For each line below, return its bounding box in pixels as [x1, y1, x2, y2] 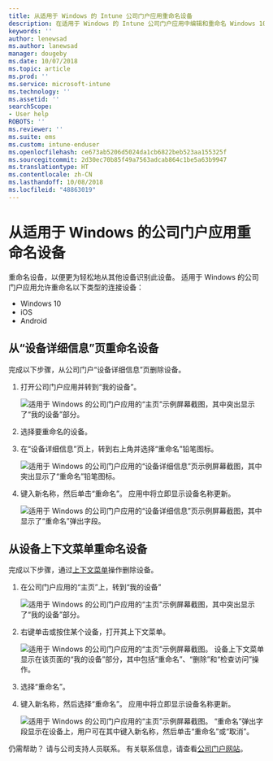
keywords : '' [8, 27, 53, 35]
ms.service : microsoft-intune [8, 80, 111, 88]
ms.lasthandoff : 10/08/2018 [8, 178, 104, 187]
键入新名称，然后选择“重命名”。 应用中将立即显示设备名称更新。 [19, 699, 236, 709]
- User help [8, 111, 49, 119]
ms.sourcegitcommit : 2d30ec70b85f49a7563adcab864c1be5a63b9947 [8, 155, 227, 163]
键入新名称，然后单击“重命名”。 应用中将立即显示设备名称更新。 [19, 489, 236, 498]
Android [19, 315, 47, 325]
